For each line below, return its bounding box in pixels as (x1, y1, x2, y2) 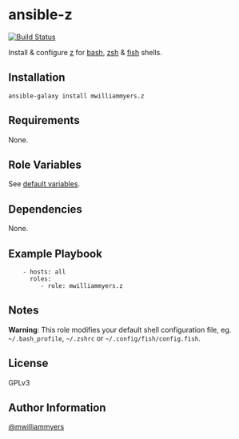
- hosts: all (22, 268, 66, 276)
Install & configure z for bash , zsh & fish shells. (8, 47, 162, 57)
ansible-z (8, 6, 74, 24)
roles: (29, 275, 52, 283)
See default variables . (8, 179, 81, 189)
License (8, 357, 49, 370)
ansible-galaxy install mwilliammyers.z (8, 92, 145, 100)
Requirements (8, 114, 80, 127)
